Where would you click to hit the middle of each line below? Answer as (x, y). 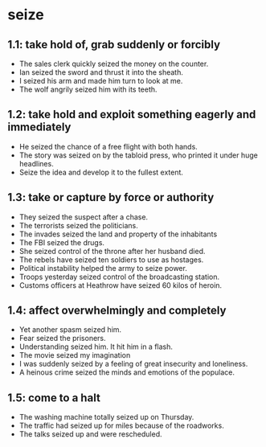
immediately (39, 127)
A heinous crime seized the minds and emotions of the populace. (127, 372)
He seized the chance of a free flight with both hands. (108, 146)
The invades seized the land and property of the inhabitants (118, 234)
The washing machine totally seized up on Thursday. (106, 417)
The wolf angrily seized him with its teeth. (88, 89)
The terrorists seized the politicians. (78, 225)
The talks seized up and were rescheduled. (90, 434)
